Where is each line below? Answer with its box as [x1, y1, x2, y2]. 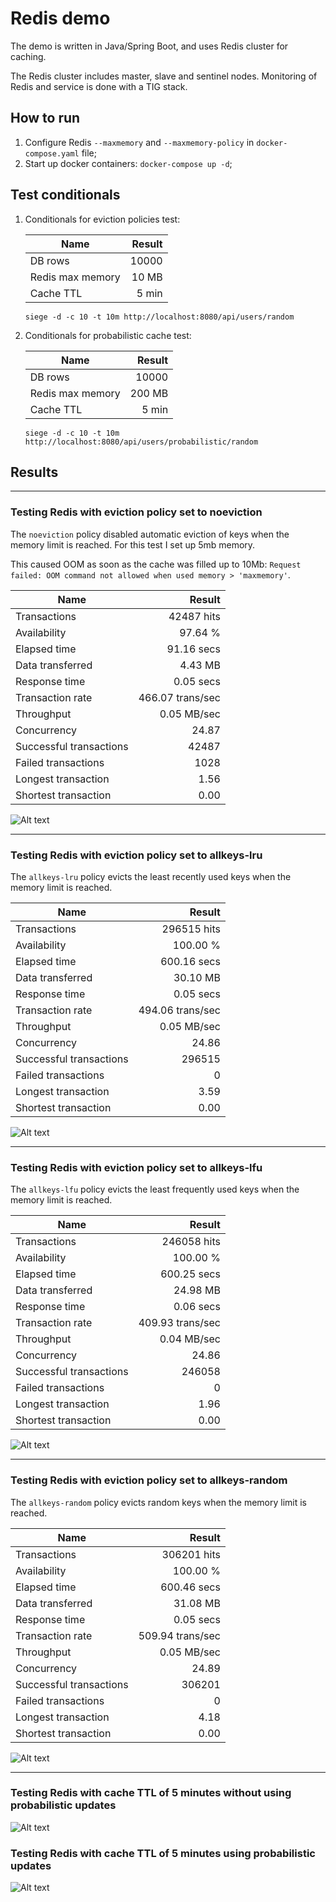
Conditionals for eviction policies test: [24, 213, 181, 225]
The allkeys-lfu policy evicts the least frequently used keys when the [10, 1183, 300, 1196]
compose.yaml [24, 148, 80, 159]
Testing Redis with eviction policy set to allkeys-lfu [10, 1160, 263, 1174]
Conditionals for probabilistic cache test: [24, 329, 192, 341]
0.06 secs [173, 1300, 221, 1314]
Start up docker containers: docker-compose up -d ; [24, 157, 233, 169]
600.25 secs [160, 1267, 221, 1281]
